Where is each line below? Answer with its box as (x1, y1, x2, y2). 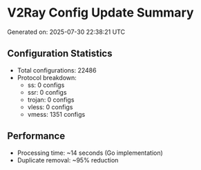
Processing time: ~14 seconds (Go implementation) (17, 149, 164, 157)
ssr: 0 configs (27, 88, 67, 96)
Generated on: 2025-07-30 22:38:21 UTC (7, 28, 126, 36)
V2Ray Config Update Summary (7, 5, 194, 21)
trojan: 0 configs (27, 95, 75, 104)
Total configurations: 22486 (17, 66, 97, 74)
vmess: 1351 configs (27, 110, 86, 118)
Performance (7, 130, 66, 142)
